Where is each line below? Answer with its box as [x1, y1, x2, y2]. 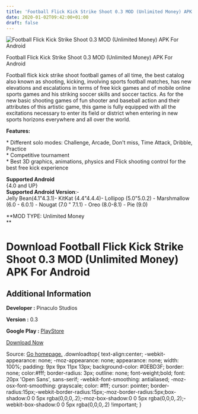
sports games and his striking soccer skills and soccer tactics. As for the [6, 90, 184, 98]
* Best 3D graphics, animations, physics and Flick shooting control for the [6, 158, 186, 165]
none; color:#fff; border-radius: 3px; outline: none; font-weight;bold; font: [6, 369, 186, 377]
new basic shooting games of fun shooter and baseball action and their [6, 97, 180, 104]
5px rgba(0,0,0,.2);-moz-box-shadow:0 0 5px [36, 395, 148, 402]
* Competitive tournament [6, 152, 70, 159]
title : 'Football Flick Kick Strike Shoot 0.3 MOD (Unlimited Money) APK [6, 8, 193, 15]
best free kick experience [6, 164, 69, 171]
